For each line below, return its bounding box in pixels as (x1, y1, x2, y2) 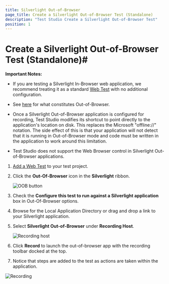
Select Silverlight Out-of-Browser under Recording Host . (12, 223, 134, 229)
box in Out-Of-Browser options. (12, 198, 79, 204)
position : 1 (5, 21, 30, 27)
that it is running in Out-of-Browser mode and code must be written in (12, 133, 159, 139)
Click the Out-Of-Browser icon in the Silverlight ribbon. (12, 173, 130, 179)
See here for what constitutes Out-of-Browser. (12, 101, 110, 108)
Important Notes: (5, 71, 42, 77)
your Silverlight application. (12, 214, 70, 220)
